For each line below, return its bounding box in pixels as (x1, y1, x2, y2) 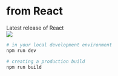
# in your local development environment (6, 42, 113, 48)
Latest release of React (6, 24, 64, 31)
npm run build (6, 64, 42, 70)
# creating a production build (6, 59, 85, 65)
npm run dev (6, 47, 36, 54)
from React (6, 4, 64, 18)
